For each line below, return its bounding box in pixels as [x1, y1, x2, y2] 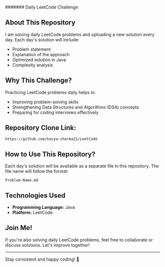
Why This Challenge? [5, 76, 72, 85]
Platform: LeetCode [12, 209, 53, 216]
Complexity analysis [12, 62, 53, 68]
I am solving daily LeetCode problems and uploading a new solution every [5, 32, 155, 37]
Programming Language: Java [12, 204, 75, 210]
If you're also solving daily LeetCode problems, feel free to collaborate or [5, 236, 153, 243]
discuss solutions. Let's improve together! [5, 242, 90, 248]
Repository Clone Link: [5, 124, 76, 132]
